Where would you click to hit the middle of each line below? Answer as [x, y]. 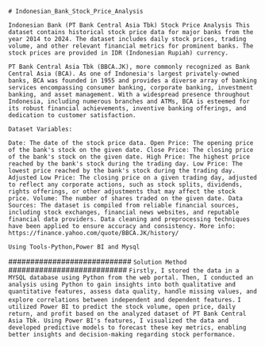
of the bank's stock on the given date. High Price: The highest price [129, 157]
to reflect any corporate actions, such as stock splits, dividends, [126, 184]
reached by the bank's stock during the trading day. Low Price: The [126, 164]
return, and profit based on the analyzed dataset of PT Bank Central [127, 314]
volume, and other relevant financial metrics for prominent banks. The [131, 46]
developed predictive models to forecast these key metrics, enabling [127, 328]
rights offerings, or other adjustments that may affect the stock [122, 192]
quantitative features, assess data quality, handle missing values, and [133, 291]
